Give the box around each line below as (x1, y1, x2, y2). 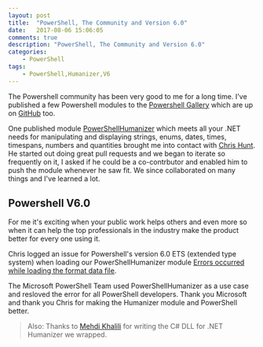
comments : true (8, 33, 58, 42)
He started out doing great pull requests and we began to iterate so (8, 149, 226, 158)
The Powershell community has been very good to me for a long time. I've (8, 91, 247, 101)
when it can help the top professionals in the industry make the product (8, 226, 239, 235)
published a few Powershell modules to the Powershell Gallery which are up (8, 100, 254, 109)
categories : (8, 48, 47, 56)
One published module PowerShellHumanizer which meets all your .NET (8, 124, 241, 133)
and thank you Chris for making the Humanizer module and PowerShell (8, 298, 238, 308)
